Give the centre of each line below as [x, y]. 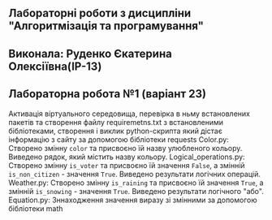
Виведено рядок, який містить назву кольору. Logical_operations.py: [127, 157]
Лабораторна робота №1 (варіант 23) [108, 94]
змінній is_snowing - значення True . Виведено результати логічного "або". [136, 191]
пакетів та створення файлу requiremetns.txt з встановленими [116, 122]
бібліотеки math [36, 208]
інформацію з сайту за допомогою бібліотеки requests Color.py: [119, 139]
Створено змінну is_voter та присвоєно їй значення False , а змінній [127, 165]
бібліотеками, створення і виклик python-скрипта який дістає [116, 131]
